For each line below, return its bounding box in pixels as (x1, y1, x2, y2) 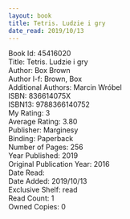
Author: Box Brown (8, 66, 71, 75)
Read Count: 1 (8, 193, 55, 203)
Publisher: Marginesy (8, 125, 79, 135)
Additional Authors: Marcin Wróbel (8, 83, 122, 92)
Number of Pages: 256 (8, 142, 83, 152)
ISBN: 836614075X (8, 91, 71, 101)
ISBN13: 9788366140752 (8, 99, 91, 109)
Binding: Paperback (8, 134, 74, 144)
